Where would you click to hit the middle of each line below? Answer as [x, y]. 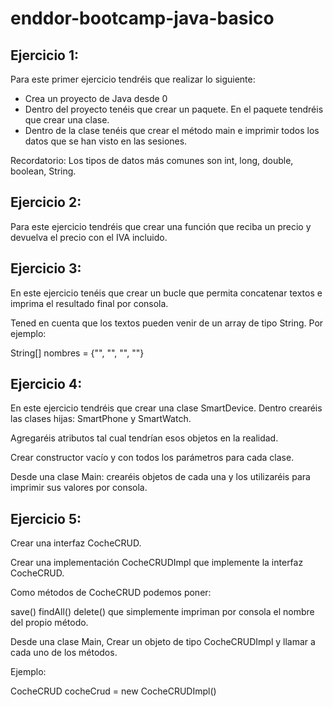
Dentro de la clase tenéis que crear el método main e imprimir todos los [172, 130]
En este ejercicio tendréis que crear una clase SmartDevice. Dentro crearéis [166, 408]
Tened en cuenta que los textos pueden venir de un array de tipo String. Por [167, 323]
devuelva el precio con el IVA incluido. [89, 237]
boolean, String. [43, 171]
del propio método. [49, 623]
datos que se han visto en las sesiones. [106, 141]
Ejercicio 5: [46, 518]
